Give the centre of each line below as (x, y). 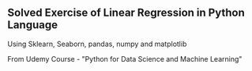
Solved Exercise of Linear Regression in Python (126, 13)
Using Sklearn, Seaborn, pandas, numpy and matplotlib (97, 44)
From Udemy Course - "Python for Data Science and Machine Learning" (125, 59)
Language (33, 25)
